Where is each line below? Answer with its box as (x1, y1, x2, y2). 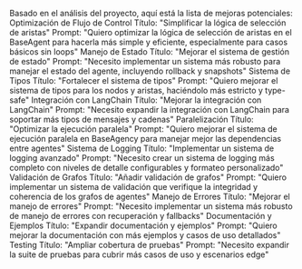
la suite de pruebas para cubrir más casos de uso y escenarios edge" (9, 249, 269, 260)
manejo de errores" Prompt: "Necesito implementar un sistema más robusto (9, 201, 293, 212)
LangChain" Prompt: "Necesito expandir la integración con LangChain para (9, 105, 290, 115)
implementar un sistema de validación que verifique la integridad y (9, 182, 258, 192)
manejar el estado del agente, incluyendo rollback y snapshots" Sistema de (9, 65, 291, 76)
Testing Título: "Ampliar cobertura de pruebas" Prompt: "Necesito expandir (9, 240, 290, 250)
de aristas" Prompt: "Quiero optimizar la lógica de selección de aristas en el (9, 27, 292, 37)
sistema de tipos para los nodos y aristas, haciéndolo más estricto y (9, 85, 263, 95)
